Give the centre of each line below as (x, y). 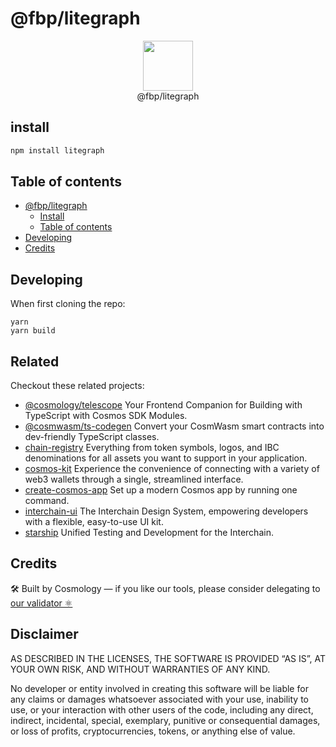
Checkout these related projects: (77, 386)
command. (47, 501)
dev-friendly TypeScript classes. (92, 437)
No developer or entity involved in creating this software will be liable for (159, 688)
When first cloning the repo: (68, 304)
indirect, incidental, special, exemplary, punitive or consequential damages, (165, 720)
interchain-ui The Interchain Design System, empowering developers (166, 511)
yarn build (33, 331)
